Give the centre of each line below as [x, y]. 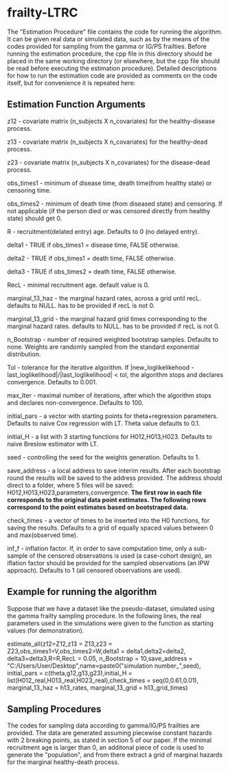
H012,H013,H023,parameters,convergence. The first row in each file [105, 492]
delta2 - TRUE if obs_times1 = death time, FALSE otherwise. [91, 258]
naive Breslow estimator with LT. [53, 444]
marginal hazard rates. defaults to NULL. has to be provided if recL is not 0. [113, 326]
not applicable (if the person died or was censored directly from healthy [109, 210]
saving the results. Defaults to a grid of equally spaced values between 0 [111, 527]
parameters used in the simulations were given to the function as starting [111, 623]
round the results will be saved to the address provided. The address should [115, 478]
